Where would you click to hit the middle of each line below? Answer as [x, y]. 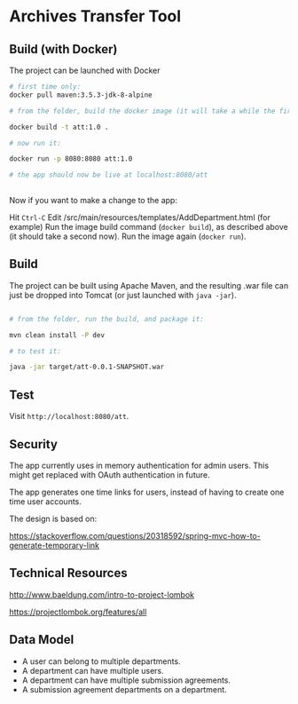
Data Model [42, 640]
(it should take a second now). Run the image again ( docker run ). [128, 236]
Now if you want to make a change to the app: [93, 200]
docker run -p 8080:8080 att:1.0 [71, 159]
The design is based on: [53, 518]
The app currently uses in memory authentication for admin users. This [139, 465]
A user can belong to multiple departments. [101, 661]
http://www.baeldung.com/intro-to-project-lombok [102, 594]
